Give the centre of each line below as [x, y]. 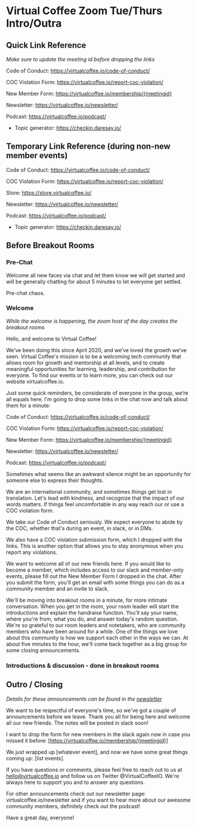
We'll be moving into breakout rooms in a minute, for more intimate [87, 600]
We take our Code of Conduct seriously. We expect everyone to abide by [95, 522]
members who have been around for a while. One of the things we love [92, 631]
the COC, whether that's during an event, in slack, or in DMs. [80, 528]
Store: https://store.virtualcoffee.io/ [49, 192]
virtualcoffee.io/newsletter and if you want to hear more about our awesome [98, 800]
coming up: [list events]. [35, 758]
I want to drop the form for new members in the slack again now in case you [98, 734]
